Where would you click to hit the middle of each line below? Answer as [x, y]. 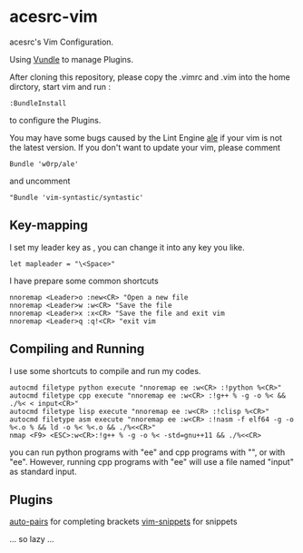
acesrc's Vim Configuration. [62, 42]
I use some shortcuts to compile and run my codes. [105, 370]
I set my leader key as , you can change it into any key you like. [127, 247]
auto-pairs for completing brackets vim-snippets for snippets [123, 522]
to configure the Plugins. [55, 120]
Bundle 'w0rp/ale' [44, 164]
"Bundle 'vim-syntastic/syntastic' [77, 197]
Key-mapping [49, 226]
